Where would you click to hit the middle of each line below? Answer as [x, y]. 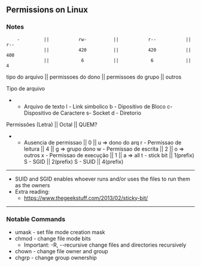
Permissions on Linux [47, 10]
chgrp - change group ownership [56, 257]
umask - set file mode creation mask [60, 232]
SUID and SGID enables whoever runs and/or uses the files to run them [102, 179]
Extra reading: [32, 191]
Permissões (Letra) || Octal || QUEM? [52, 124]
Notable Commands [36, 219]
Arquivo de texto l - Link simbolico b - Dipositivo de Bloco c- [98, 106]
